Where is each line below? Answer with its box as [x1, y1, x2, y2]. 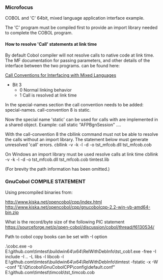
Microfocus [5, 4, 33, 11]
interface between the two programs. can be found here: [5, 62, 120, 68]
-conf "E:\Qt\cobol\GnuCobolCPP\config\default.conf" [5, 264, 115, 270]
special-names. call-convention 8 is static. [5, 107, 91, 113]
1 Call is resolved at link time [19, 92, 77, 98]
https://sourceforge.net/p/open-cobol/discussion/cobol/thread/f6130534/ [5, 224, 155, 230]
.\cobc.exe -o [5, 243, 33, 249]
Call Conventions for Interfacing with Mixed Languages [5, 72, 116, 78]
